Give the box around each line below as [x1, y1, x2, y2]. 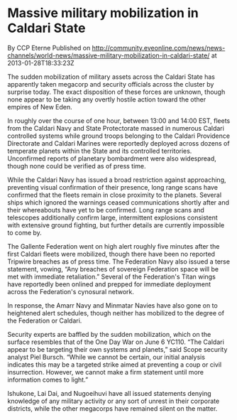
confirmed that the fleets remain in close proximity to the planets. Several [7, 190, 222, 199]
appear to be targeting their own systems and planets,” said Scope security [7, 345, 228, 353]
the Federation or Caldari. [7, 316, 82, 325]
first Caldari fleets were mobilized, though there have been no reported [7, 249, 215, 258]
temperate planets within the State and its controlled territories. [7, 146, 192, 155]
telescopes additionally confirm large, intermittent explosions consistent [7, 213, 218, 222]
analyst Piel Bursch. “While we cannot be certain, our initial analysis [7, 352, 206, 361]
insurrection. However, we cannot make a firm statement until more [7, 367, 204, 376]
